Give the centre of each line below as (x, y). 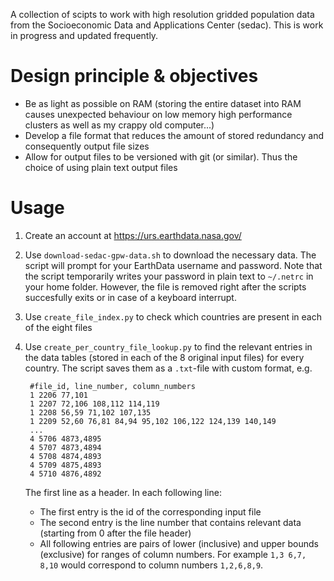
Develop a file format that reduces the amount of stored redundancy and (174, 135)
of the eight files (58, 327)
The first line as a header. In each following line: (123, 492)
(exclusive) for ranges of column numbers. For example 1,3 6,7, (173, 554)
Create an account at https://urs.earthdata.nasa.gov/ (133, 235)
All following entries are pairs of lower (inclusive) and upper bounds (179, 543)
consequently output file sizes (87, 146)
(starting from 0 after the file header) (115, 533)
